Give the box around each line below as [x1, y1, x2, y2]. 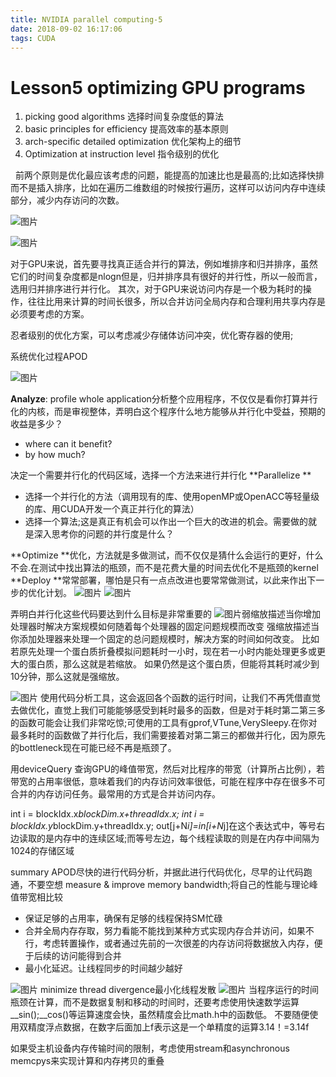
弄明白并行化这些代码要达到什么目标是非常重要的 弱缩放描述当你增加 [10, 608, 321, 620]
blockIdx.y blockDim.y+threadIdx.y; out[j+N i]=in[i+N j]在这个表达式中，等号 [10, 820, 317, 832]
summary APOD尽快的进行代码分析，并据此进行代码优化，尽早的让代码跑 [10, 866, 313, 878]
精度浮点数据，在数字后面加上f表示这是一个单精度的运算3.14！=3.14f [27, 1021, 310, 1033]
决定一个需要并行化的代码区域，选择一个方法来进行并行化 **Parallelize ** [10, 469, 312, 481]
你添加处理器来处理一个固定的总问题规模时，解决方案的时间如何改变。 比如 [10, 633, 320, 645]
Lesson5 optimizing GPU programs [10, 76, 306, 99]
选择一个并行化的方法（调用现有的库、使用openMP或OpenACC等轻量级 [24, 491, 320, 503]
